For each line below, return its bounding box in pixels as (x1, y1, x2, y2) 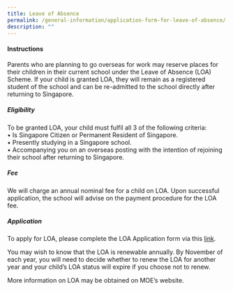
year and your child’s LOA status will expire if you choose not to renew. (7, 262, 211, 272)
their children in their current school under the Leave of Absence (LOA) (7, 68, 211, 76)
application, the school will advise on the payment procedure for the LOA (7, 194, 217, 202)
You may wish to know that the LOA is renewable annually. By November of (7, 248, 223, 256)
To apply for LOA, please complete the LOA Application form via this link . (7, 235, 216, 243)
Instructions (7, 45, 44, 53)
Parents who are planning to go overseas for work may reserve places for (7, 60, 218, 68)
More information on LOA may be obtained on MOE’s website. (7, 276, 184, 285)
